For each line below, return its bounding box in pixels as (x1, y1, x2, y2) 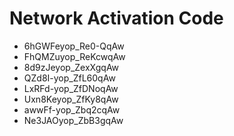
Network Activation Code (9, 7, 224, 30)
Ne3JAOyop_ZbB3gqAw (23, 114, 124, 126)
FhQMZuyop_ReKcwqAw (23, 50, 126, 62)
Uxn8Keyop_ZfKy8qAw (23, 93, 119, 105)
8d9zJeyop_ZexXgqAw (23, 61, 120, 73)
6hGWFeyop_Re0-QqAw (23, 40, 125, 52)
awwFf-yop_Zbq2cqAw (23, 103, 121, 116)
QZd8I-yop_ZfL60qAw (23, 72, 116, 84)
